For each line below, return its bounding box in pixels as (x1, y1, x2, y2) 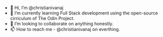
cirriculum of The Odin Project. (10, 15, 75, 21)
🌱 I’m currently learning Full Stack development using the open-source (10, 10, 158, 16)
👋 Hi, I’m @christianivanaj (10, 5, 63, 10)
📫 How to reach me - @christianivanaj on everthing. (10, 26, 120, 32)
